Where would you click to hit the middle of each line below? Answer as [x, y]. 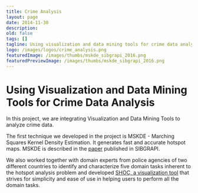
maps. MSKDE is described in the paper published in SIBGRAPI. [83, 149]
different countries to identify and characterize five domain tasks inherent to [99, 167]
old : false [19, 34]
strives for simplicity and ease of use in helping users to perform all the [93, 179]
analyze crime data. [30, 125]
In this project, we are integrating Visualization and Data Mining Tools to [93, 119]
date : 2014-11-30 [27, 22]
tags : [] [17, 39]
